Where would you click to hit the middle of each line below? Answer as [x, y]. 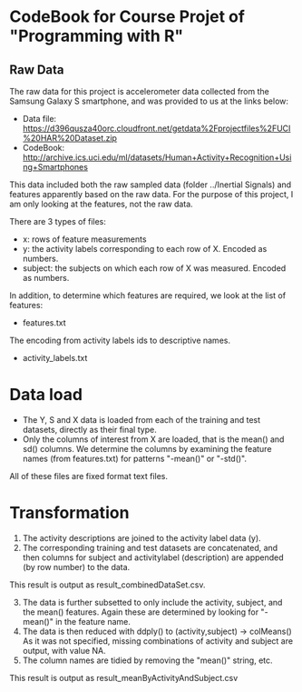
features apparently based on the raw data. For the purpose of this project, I [151, 194]
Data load [46, 395]
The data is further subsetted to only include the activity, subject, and [152, 602]
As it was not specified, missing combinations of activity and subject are [157, 641]
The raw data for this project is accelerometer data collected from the [139, 91]
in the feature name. [93, 621]
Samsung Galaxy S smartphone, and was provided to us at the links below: [149, 101]
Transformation [69, 513]
